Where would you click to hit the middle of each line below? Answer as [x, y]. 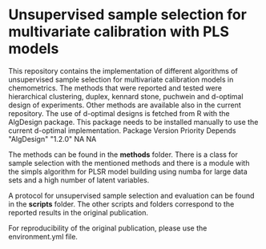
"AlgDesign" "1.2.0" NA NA [52, 139]
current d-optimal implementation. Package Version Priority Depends [122, 131]
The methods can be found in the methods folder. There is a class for [123, 155]
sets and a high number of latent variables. [79, 180]
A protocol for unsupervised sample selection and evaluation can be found [131, 195]
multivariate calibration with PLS [119, 32]
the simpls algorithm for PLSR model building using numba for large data [128, 171]
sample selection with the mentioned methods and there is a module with [129, 163]
